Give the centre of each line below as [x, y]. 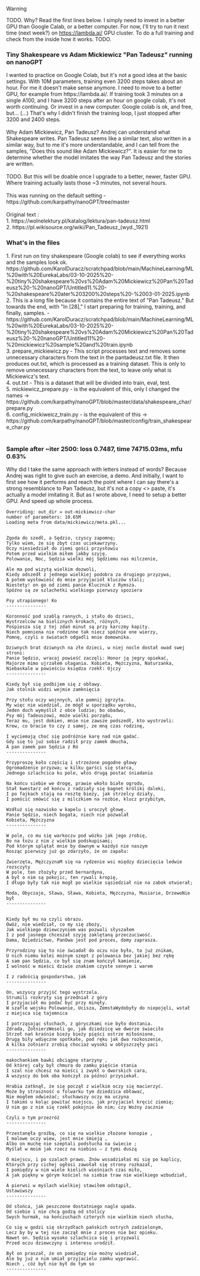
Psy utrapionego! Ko [32, 600]
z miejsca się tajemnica [37, 1013]
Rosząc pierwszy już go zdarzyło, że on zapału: [68, 851]
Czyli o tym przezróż [33, 1118]
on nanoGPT [24, 62]
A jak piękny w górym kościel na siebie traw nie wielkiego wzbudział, [97, 1175]
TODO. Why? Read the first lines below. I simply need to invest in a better [96, 20]
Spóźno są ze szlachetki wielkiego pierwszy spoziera [74, 590]
